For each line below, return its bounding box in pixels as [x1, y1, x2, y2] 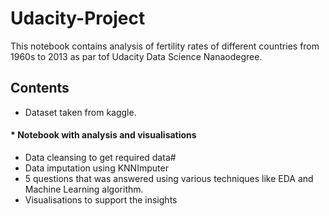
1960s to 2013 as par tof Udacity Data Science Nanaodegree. [10, 50, 263, 62]
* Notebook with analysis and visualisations [10, 129, 197, 141]
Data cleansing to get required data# [24, 151, 177, 163]
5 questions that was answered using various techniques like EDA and [24, 172, 314, 184]
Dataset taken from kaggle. [24, 106, 137, 118]
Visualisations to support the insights [24, 193, 178, 206]
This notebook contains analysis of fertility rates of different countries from [10, 40, 320, 52]
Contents [10, 80, 70, 97]
